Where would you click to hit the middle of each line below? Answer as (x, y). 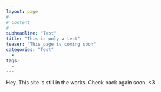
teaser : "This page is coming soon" (51, 45)
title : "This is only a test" (43, 39)
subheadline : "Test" (32, 33)
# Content (18, 22)
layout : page (22, 11)
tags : (13, 60)
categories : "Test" (30, 50)
